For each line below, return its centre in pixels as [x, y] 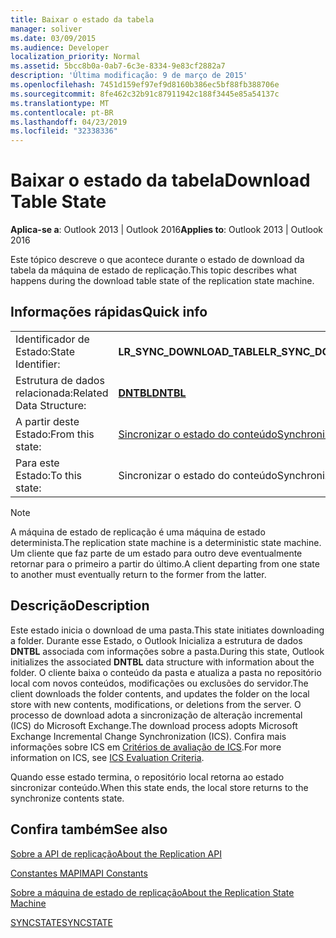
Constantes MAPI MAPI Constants [79, 873]
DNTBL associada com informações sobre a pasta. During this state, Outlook [167, 651]
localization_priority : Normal [75, 57]
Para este [37, 463]
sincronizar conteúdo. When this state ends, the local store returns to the [159, 787]
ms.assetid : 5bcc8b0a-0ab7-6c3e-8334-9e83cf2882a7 [118, 66]
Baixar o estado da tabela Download [160, 180]
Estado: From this [55, 434]
